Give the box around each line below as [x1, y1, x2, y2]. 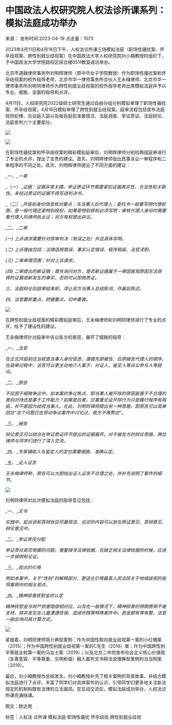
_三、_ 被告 [5, 420, 28, 426]
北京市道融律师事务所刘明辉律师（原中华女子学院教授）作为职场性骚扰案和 [5, 70, 162, 76]
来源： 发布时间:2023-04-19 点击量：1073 [5, 35, 94, 41]
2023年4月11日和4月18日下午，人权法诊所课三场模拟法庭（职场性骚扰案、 [5, 46, 160, 52]
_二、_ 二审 [5, 225, 28, 231]
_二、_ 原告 [5, 379, 28, 385]
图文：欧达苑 [5, 703, 32, 709]
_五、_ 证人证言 [5, 459, 37, 466]
